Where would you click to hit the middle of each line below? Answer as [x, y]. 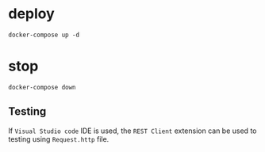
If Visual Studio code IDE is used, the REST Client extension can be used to [132, 131]
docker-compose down [42, 87]
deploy [32, 14]
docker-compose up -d [44, 35]
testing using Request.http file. [59, 139]
